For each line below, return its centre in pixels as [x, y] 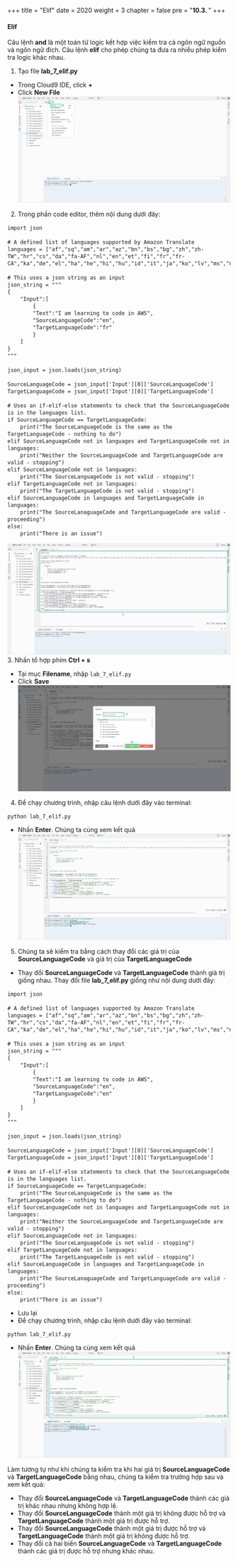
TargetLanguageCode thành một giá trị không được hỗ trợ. [103, 1536]
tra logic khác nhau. [36, 58]
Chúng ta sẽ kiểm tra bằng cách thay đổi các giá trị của [98, 952]
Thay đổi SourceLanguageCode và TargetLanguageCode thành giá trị [121, 973]
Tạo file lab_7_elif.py [47, 71]
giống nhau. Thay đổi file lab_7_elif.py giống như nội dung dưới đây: [117, 981]
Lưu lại [27, 1313]
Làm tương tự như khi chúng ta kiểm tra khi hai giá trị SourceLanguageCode [119, 1469]
